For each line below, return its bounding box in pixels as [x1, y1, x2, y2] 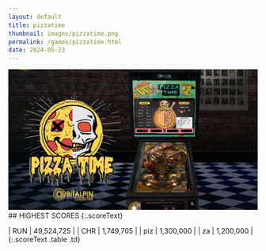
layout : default [8, 13, 62, 21]
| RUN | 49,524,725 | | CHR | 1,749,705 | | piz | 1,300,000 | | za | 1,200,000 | [8, 226, 253, 235]
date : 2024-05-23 [8, 46, 66, 55]
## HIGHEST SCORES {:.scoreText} [8, 211, 123, 220]
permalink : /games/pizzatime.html [8, 38, 123, 46]
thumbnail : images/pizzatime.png [8, 29, 119, 37]
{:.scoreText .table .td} [8, 234, 81, 244]
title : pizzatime [8, 21, 66, 29]
